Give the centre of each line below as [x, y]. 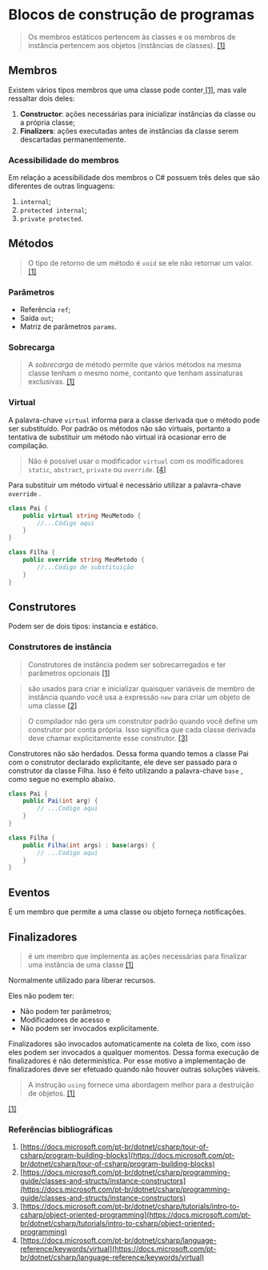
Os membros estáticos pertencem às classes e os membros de [132, 37]
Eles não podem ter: [41, 996]
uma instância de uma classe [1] [81, 964]
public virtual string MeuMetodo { [82, 515]
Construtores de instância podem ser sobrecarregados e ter [127, 664]
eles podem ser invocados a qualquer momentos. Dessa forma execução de [134, 1052]
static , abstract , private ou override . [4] [97, 469]
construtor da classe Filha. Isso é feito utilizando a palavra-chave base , [126, 771]
